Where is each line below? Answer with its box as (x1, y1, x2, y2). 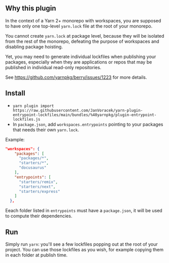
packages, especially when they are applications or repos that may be (5, 59, 152, 65)
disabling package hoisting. (5, 43, 63, 50)
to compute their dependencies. (5, 213, 73, 219)
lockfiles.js (12, 116, 41, 122)
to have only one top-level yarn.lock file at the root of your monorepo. (5, 23, 153, 29)
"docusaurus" (18, 165, 47, 170)
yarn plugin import (12, 103, 54, 108)
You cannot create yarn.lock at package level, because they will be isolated (5, 33, 164, 39)
